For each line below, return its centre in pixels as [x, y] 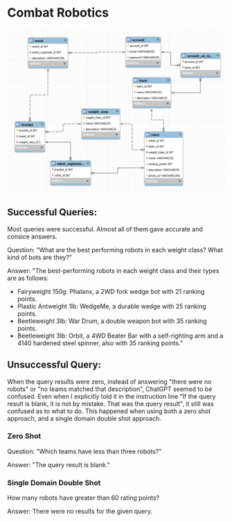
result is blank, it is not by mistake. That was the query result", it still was [111, 403]
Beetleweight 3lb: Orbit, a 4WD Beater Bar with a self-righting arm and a [120, 336]
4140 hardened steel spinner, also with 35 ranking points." [100, 343]
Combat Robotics [58, 13]
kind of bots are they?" [40, 257]
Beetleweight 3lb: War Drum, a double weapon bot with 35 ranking [112, 321]
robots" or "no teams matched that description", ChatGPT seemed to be [110, 389]
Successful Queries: [52, 212]
